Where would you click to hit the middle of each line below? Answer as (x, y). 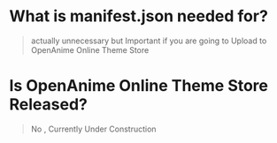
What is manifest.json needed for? (138, 16)
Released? (49, 105)
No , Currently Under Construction (93, 129)
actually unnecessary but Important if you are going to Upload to (149, 41)
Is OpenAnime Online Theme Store (138, 86)
